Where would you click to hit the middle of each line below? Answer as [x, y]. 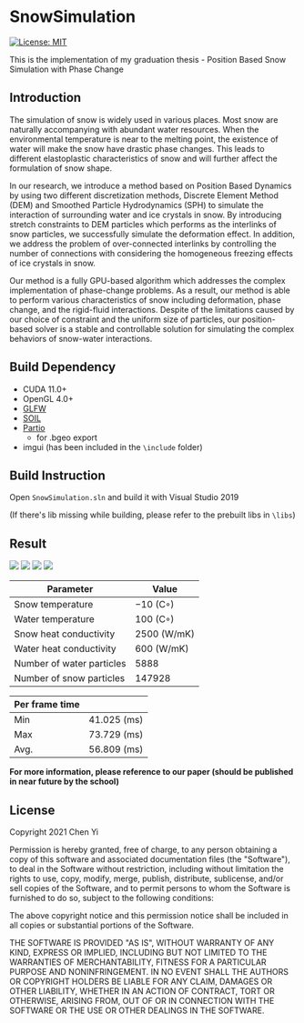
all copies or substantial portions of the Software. [101, 925]
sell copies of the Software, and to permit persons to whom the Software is [150, 888]
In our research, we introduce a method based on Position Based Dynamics [151, 186]
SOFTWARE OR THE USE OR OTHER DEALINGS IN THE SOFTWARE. [137, 1010]
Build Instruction [58, 475]
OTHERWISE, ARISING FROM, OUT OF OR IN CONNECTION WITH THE [142, 1001]
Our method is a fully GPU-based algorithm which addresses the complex [147, 280]
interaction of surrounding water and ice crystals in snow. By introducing [146, 215]
